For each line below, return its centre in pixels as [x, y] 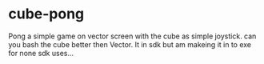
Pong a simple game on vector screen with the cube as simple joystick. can [132, 36]
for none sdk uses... [41, 53]
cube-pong [46, 14]
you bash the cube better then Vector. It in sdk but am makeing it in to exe [130, 44]
